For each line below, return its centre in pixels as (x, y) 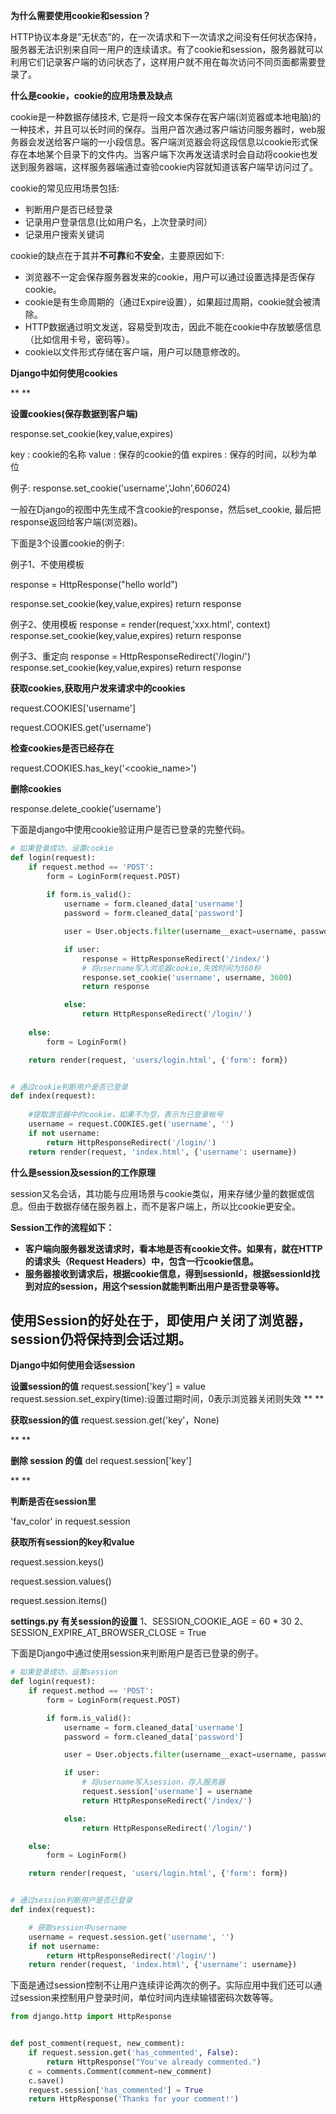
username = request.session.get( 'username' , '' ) (131, 1937)
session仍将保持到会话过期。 (101, 1339)
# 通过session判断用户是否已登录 (71, 1900)
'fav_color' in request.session (70, 1521)
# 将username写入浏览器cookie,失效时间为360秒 (171, 968)
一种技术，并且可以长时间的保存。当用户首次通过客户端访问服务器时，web (163, 129)
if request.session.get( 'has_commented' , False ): (134, 2053)
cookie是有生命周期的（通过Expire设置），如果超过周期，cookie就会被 (168, 302)
